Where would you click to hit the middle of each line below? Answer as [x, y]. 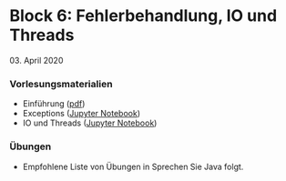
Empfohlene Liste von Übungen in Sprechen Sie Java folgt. [133, 166]
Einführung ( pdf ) [54, 104]
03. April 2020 [36, 60]
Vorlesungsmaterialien [61, 84]
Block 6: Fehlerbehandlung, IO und [143, 16]
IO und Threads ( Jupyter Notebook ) [90, 123]
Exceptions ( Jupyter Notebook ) [82, 114]
